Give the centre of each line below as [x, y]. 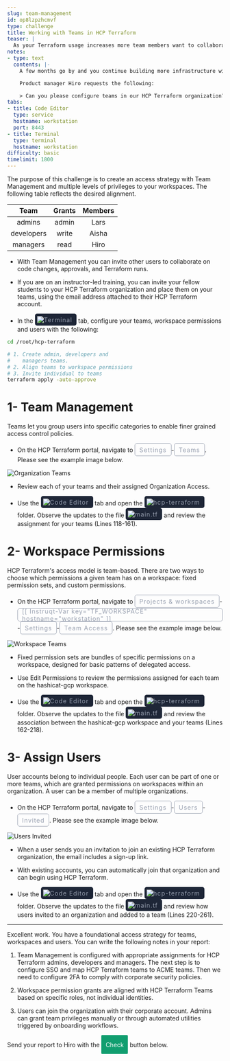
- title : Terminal [33, 134]
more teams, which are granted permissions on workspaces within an [105, 784]
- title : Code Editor [38, 109]
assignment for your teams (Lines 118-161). [77, 524]
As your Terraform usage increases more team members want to [104, 45]
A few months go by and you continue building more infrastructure [117, 71]
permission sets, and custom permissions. [67, 585]
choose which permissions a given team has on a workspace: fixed [102, 578]
